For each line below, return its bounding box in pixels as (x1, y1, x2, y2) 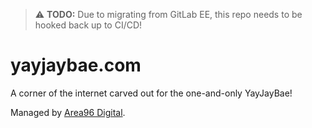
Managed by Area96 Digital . (10, 106, 126, 118)
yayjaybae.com (10, 54, 142, 77)
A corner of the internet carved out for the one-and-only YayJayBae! (10, 87, 293, 99)
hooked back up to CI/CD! (34, 19, 143, 31)
